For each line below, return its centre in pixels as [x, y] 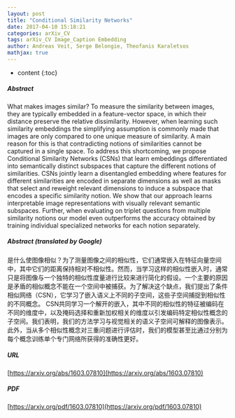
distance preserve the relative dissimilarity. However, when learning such [113, 121]
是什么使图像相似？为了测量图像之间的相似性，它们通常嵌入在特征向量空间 [114, 260]
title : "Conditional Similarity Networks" [70, 20]
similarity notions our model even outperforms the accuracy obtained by [111, 218]
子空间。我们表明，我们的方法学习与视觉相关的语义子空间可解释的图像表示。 [117, 321]
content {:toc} [37, 72]
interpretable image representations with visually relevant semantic [104, 203]
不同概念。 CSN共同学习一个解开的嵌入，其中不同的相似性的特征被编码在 [119, 304]
